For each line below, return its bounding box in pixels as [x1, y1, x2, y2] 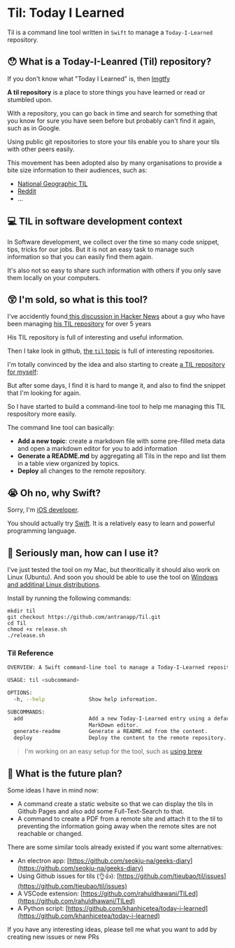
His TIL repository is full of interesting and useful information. [7, 333, 184, 342]
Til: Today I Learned [7, 5, 124, 21]
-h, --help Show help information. [13, 695, 158, 703]
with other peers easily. [7, 145, 75, 153]
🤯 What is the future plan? [7, 767, 122, 779]
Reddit [17, 187, 36, 195]
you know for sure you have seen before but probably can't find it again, [7, 116, 215, 125]
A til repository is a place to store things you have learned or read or [7, 88, 206, 96]
